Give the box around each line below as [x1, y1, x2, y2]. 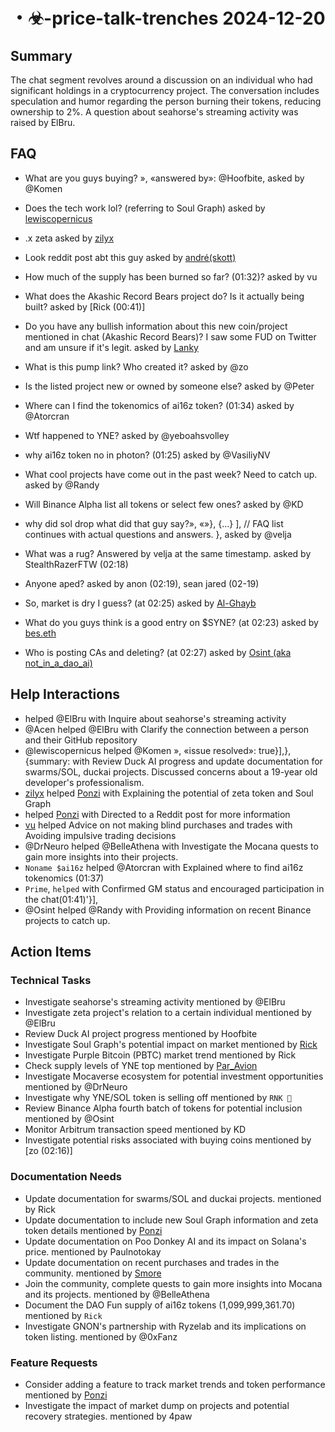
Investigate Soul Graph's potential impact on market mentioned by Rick [24, 1039, 318, 1051]
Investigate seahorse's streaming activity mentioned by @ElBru [24, 996, 286, 1008]
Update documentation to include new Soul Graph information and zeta [24, 1214, 319, 1226]
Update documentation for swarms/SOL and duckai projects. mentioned [24, 1192, 322, 1204]
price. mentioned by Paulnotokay [24, 1245, 162, 1258]
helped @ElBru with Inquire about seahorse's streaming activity [24, 712, 287, 724]
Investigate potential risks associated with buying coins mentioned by [24, 1134, 312, 1146]
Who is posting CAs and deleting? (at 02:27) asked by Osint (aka [24, 646, 292, 658]
